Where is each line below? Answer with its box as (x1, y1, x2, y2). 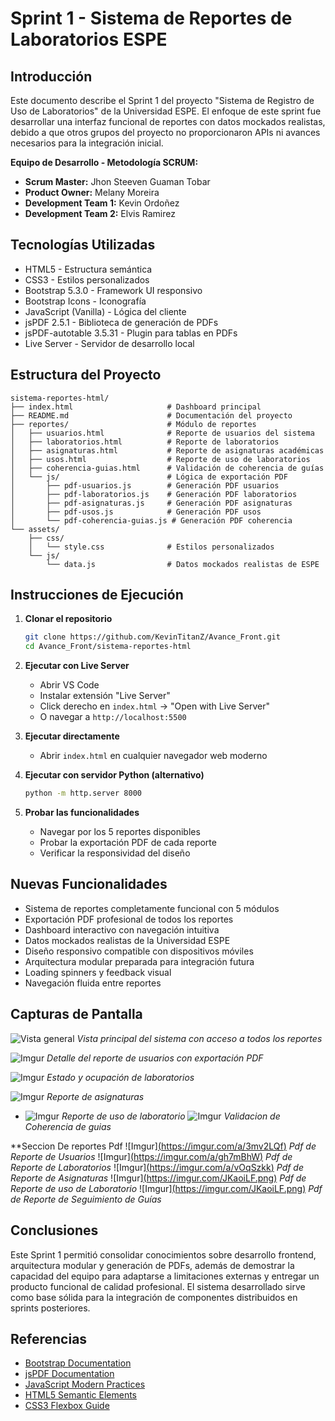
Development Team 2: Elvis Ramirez (24, 208, 176, 219)
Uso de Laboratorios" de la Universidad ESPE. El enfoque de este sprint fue (10, 105, 322, 117)
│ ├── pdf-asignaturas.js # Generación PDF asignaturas (10, 498, 293, 508)
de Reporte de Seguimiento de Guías (10, 1193, 162, 1205)
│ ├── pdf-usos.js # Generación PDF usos (10, 507, 262, 517)
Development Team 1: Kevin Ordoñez (24, 197, 180, 209)
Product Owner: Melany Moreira (24, 187, 160, 198)
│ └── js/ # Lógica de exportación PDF (10, 472, 288, 482)
